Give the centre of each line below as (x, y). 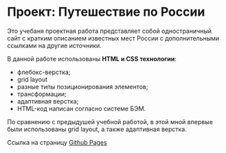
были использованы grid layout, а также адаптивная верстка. (97, 129)
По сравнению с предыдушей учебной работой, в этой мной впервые (110, 121)
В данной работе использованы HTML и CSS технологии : (92, 58)
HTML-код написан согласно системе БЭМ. (81, 108)
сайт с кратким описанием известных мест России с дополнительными (113, 38)
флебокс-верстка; (44, 72)
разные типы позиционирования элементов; (82, 86)
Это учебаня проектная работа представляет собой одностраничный (109, 31)
